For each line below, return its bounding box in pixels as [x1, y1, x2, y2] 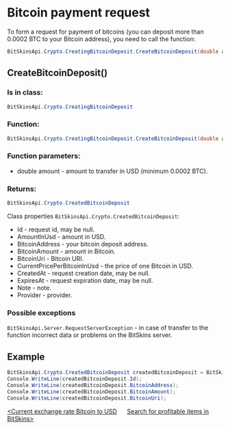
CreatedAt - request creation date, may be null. [16, 269, 151, 277]
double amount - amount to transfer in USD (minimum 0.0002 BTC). [16, 167, 208, 175]
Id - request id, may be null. [16, 225, 95, 234]
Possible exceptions [7, 308, 76, 317]
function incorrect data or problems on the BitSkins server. [7, 331, 172, 339]
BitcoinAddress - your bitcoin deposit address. [16, 240, 149, 248]
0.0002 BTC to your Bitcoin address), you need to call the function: [7, 34, 196, 43]
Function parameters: [7, 151, 81, 161]
